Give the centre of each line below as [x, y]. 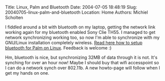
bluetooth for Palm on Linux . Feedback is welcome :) [58, 48]
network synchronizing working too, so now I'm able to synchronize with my [82, 37]
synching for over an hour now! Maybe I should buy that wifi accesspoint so [82, 63]
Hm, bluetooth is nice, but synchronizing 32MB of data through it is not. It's [81, 57]
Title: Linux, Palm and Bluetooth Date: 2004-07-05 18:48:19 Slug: [71, 7]
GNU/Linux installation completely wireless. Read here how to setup [74, 43]
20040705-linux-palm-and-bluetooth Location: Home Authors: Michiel [77, 12]
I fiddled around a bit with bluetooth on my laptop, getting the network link [80, 27]
